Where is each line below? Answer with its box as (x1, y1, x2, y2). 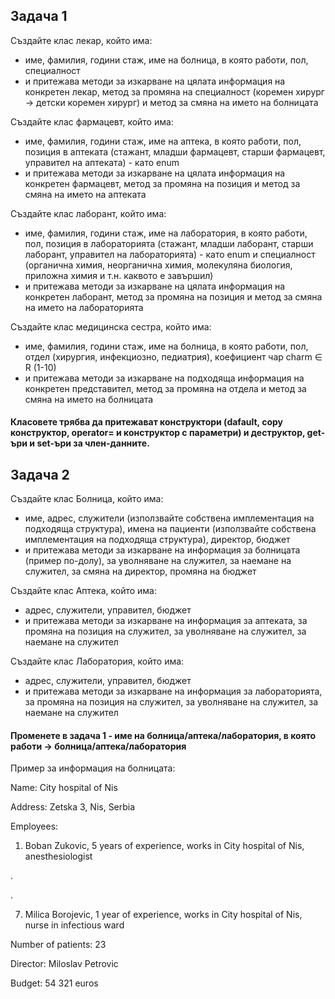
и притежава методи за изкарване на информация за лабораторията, (24, 685, 323, 698)
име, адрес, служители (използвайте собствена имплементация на (24, 512, 315, 524)
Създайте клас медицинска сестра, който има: (10, 320, 212, 333)
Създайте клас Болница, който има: (10, 493, 164, 505)
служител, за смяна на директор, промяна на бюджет (24, 565, 257, 578)
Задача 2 (10, 466, 70, 483)
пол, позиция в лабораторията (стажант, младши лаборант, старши (24, 237, 314, 249)
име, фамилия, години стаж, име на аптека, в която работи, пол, (24, 135, 302, 147)
